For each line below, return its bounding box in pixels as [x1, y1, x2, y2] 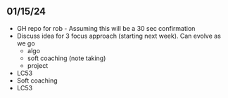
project [27, 61, 49, 69]
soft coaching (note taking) [27, 54, 106, 62]
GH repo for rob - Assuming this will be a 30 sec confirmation [16, 24, 196, 32]
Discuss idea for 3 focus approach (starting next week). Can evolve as [16, 31, 221, 40]
